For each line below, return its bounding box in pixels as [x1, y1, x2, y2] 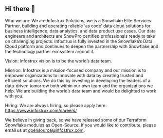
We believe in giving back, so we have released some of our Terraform [5, 117, 147, 123]
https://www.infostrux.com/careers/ [5, 107, 77, 113]
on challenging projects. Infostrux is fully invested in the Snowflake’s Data [5, 38, 153, 44]
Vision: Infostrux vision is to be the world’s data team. [5, 58, 112, 63]
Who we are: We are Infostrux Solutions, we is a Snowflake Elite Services [5, 17, 152, 23]
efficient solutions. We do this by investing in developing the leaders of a [5, 77, 151, 83]
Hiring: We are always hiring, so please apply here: [5, 102, 107, 108]
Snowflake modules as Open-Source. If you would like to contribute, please [5, 122, 157, 128]
